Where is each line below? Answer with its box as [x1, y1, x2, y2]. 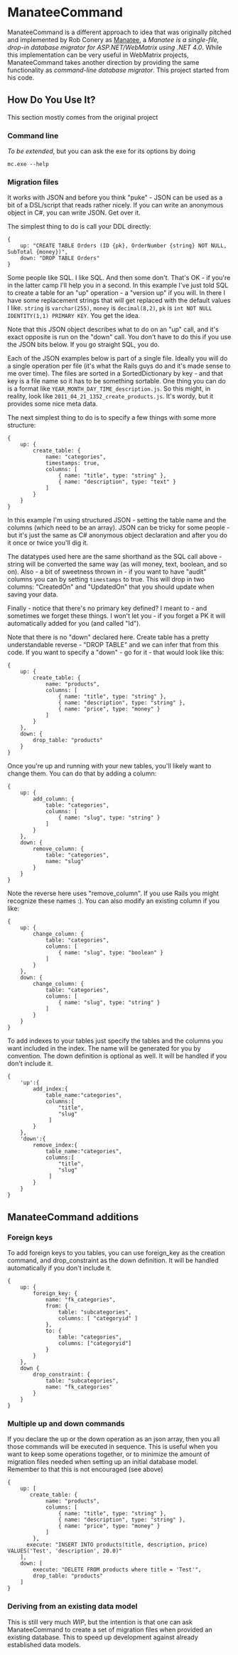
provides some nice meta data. [7, 400, 98, 408]
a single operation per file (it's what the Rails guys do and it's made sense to [7, 361, 231, 371]
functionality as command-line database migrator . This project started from [7, 66, 229, 74]
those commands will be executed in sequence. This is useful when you [7, 1443, 218, 1451]
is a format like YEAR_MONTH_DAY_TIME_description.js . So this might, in [7, 384, 211, 393]
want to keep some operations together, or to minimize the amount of [7, 1450, 210, 1458]
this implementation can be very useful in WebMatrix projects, [7, 51, 189, 59]
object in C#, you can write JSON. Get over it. [7, 208, 141, 217]
